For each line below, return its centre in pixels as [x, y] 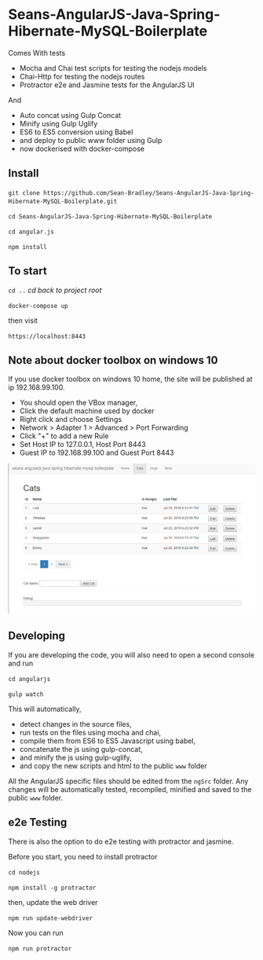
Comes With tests [37, 53]
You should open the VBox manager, [79, 403]
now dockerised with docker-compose [82, 148]
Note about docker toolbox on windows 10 [113, 360]
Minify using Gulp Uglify [58, 123]
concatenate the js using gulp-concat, [81, 749]
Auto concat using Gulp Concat [70, 115]
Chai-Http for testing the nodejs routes [82, 76]
